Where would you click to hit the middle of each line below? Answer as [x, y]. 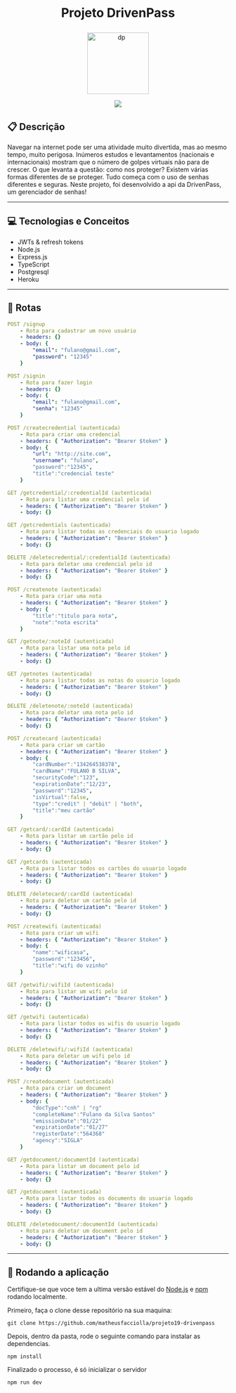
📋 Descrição [36, 127]
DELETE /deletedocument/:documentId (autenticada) [83, 1224]
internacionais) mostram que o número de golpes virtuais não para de [108, 162]
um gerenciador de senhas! [47, 192]
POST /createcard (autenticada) [54, 738]
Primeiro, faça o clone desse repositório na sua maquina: [90, 1310]
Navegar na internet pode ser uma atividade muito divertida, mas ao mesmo [117, 147]
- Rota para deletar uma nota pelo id [77, 713]
